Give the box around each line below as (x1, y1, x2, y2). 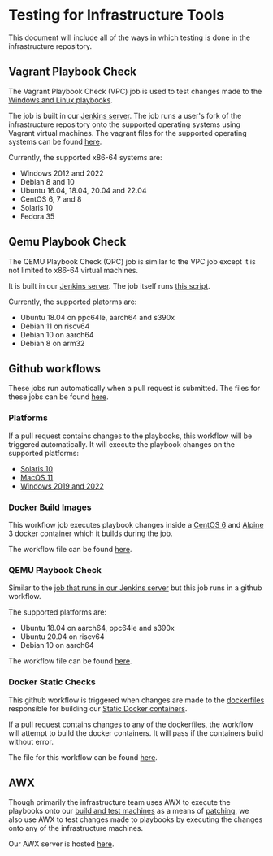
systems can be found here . (8, 137, 102, 146)
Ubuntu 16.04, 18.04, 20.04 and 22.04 (19, 185, 147, 195)
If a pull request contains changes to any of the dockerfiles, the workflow (8, 719, 253, 729)
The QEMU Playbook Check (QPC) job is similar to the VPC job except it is (8, 256, 256, 266)
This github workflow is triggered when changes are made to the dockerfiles (8, 695, 265, 705)
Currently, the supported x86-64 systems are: (8, 152, 162, 162)
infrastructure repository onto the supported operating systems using (8, 119, 241, 129)
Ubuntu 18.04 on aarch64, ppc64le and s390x (19, 624, 175, 633)
